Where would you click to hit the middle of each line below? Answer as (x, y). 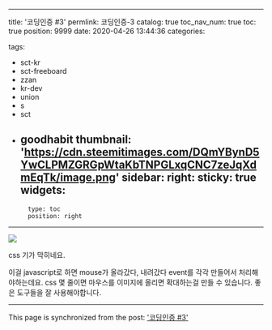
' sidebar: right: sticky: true (186, 178)
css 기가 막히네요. (37, 255)
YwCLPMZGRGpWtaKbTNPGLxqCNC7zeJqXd (138, 165)
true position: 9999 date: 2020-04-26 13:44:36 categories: (107, 31)
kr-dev (31, 88)
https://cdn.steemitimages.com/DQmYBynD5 (142, 152)
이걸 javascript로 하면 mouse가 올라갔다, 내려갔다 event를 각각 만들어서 (123, 272)
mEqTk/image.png (68, 178)
